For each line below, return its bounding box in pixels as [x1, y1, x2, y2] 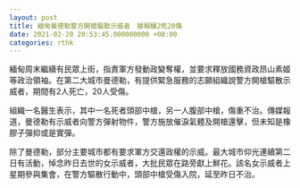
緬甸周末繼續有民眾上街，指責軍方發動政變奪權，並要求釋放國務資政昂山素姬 [9, 64, 291, 74]
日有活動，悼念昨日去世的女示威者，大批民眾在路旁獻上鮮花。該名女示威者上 [9, 158, 291, 168]
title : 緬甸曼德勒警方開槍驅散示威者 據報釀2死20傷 [9, 21, 183, 30]
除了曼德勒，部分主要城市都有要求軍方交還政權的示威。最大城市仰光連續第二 [9, 147, 291, 158]
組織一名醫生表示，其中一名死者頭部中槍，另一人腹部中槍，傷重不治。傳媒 [9, 105, 283, 116]
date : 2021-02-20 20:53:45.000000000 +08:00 [9, 30, 178, 38]
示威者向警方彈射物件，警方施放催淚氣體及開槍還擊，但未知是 [55, 116, 283, 127]
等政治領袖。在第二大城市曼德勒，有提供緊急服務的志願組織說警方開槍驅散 [9, 75, 283, 86]
